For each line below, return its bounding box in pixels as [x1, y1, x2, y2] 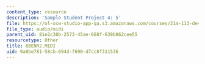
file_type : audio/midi [6, 26, 64, 32]
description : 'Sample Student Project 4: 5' [6, 15, 121, 21]
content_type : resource [6, 9, 67, 15]
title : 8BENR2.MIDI [6, 43, 56, 49]
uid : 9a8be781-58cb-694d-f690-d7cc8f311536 [6, 49, 119, 55]
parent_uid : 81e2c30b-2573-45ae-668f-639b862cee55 [6, 32, 138, 38]
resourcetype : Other [6, 37, 59, 43]
